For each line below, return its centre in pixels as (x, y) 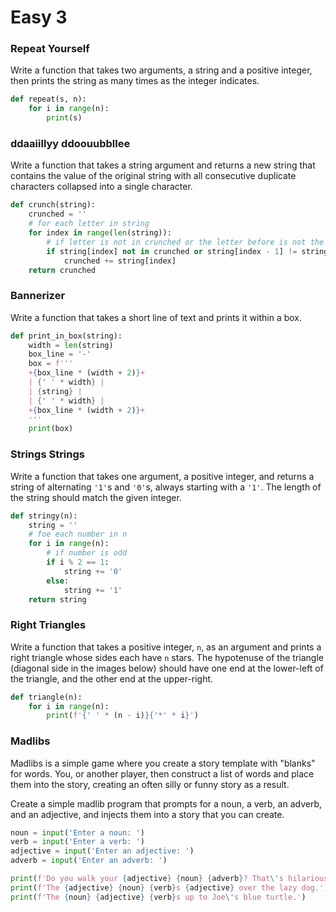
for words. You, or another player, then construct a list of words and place (162, 773)
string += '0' (93, 571)
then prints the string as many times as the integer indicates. (135, 81)
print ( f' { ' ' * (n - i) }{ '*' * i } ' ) (122, 716)
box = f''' (51, 364)
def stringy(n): (44, 516)
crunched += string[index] (120, 261)
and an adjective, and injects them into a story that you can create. (147, 814)
